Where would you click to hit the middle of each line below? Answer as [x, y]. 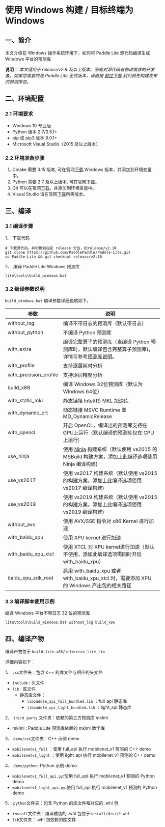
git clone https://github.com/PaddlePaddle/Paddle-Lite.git [68, 252]
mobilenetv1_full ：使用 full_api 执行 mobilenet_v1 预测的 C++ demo [82, 749]
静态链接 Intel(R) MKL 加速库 [96, 401]
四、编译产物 [25, 639]
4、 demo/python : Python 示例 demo [41, 766]
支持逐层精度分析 [83, 375]
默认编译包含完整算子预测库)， [118, 349]
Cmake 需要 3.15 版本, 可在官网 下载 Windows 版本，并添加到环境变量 [82, 169]
